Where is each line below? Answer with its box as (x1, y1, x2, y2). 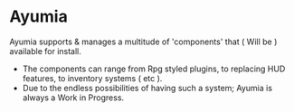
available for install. (9, 45, 81, 56)
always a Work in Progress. (22, 92, 125, 103)
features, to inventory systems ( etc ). (22, 72, 163, 83)
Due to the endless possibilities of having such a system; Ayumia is (22, 82, 273, 93)
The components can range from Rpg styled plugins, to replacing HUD (22, 63, 286, 74)
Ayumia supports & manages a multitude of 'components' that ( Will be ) (9, 36, 278, 47)
